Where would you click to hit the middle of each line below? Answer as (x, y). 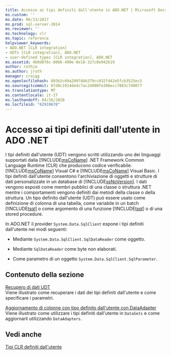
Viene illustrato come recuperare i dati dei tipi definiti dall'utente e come (81, 292)
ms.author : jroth (24, 72)
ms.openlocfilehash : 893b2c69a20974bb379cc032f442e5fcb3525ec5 (74, 81)
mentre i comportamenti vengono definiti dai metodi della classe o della (80, 193)
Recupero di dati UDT (28, 287)
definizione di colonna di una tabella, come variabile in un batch (72, 203)
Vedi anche (24, 334)
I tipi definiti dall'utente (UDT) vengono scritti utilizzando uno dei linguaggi (83, 155)
